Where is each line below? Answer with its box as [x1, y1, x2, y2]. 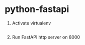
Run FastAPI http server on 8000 [12, 34, 80, 40]
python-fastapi [5, 3, 69, 15]
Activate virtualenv [12, 20, 51, 26]
